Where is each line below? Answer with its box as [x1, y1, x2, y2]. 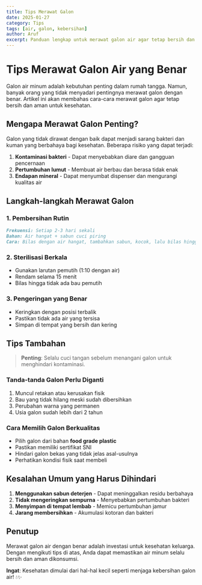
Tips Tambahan [6, 338, 66, 349]
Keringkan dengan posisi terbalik [14, 308, 97, 316]
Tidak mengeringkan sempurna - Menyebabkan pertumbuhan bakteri [14, 496, 189, 503]
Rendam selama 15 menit [14, 273, 77, 280]
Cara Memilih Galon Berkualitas [6, 423, 100, 432]
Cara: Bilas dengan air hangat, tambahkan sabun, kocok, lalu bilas [6, 239, 182, 245]
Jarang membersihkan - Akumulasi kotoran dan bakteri [14, 509, 154, 516]
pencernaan [14, 159, 45, 167]
